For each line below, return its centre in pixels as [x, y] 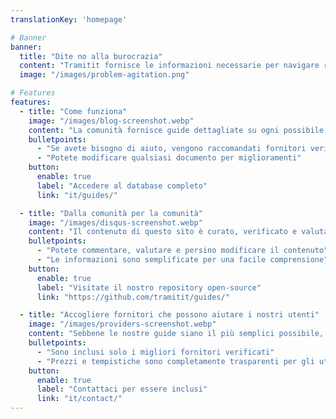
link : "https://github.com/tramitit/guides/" [133, 297]
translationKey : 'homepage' [69, 19]
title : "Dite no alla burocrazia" [91, 56]
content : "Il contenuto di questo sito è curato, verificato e [163, 232]
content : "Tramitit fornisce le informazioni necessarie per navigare [169, 66]
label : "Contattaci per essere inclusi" [122, 389]
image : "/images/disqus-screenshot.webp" [115, 222]
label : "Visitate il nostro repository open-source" [149, 287]
